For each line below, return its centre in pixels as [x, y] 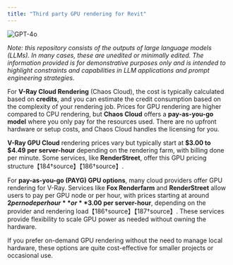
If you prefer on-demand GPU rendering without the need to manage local [115, 240]
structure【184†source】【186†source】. [66, 166]
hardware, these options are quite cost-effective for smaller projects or [110, 247]
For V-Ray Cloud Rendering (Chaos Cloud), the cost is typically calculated [116, 91]
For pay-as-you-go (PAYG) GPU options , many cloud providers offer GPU [115, 180]
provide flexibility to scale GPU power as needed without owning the [107, 219]
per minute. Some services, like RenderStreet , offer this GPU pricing [107, 158]
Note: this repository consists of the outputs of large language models [109, 47]
